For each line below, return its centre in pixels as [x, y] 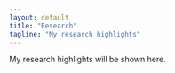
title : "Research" [43, 26]
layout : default [39, 17]
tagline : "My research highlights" [75, 34]
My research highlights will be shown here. [87, 60]
